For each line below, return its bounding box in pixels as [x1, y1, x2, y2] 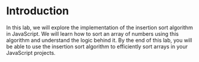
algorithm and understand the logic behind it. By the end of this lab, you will [6, 36, 192, 44]
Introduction [6, 4, 69, 18]
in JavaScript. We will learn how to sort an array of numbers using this [6, 30, 179, 37]
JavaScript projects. [6, 49, 56, 56]
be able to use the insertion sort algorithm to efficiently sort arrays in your [6, 43, 188, 50]
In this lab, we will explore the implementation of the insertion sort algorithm [6, 24, 193, 31]
